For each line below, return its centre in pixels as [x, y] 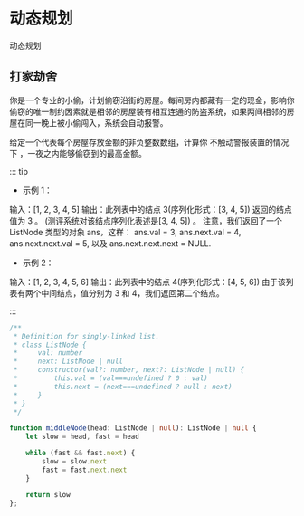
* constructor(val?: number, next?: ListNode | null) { [129, 370]
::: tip [19, 171]
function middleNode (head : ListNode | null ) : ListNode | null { [133, 428]
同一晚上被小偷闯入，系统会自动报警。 [96, 122]
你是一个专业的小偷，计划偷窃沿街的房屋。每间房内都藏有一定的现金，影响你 [152, 100]
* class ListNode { [50, 345]
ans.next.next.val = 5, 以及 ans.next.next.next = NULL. [110, 243]
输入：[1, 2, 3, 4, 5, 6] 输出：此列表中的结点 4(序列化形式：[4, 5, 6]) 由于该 [148, 282]
